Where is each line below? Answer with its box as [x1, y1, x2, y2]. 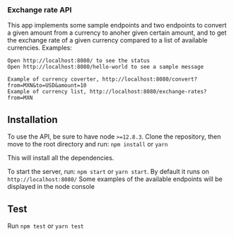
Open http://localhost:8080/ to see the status [7, 57, 151, 64]
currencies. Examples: [7, 44, 72, 52]
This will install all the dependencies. [7, 154, 115, 162]
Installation [7, 113, 58, 125]
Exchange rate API [7, 5, 72, 15]
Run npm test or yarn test [7, 221, 84, 230]
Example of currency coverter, [7, 76, 100, 83]
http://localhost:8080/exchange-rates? [89, 88, 207, 96]
